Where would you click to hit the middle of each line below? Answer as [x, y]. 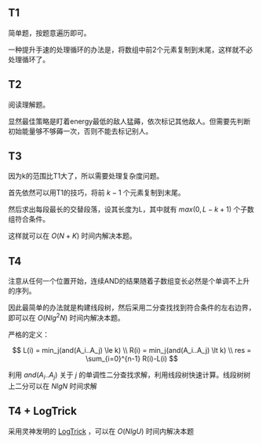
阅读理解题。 [29, 105]
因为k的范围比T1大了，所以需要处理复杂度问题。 [86, 176]
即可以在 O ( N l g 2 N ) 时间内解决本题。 [67, 317]
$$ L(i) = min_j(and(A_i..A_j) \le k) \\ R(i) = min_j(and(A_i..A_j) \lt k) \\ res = [132, 350]
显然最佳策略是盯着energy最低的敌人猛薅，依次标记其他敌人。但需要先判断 [129, 121]
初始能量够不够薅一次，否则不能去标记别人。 [80, 131]
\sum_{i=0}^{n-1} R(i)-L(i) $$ [132, 358]
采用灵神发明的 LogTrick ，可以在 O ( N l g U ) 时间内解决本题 [101, 431]
